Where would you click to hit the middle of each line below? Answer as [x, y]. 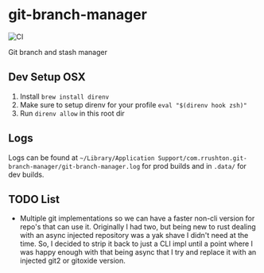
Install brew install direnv [64, 96]
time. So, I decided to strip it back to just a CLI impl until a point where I [136, 244]
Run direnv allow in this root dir [72, 113]
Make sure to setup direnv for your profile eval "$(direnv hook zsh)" [134, 104]
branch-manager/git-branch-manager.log [74, 166]
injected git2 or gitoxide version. [72, 261]
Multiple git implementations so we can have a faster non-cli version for [137, 218]
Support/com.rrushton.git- [203, 158]
